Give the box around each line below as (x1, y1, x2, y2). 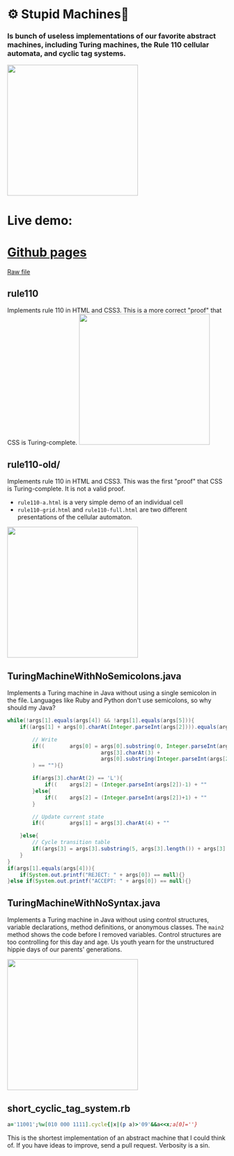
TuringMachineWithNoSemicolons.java (7, 670, 182, 682)
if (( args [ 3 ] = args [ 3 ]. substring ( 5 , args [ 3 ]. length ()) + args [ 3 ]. (32, 845, 229, 852)
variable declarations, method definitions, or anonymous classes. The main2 (7, 923, 224, 931)
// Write (32, 736, 58, 743)
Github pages (7, 244, 87, 260)
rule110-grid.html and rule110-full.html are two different (17, 505, 187, 514)
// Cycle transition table (32, 839, 111, 846)
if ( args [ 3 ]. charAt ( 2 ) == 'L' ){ (32, 775, 123, 782)
